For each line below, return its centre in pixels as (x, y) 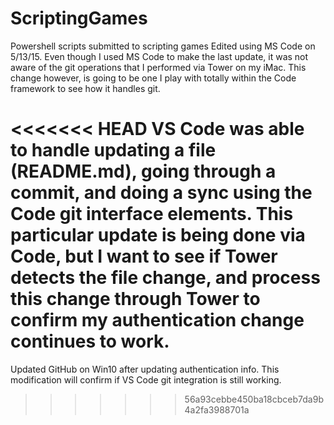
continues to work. (90, 341)
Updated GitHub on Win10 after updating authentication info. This (145, 369)
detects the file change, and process (165, 278)
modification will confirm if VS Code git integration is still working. (146, 379)
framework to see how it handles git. (85, 88)
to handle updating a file (113, 150)
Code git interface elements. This (152, 214)
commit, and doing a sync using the (161, 193)
